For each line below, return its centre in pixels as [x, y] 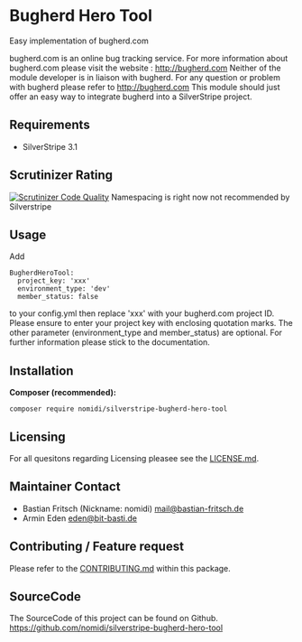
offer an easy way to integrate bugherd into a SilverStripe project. [131, 97]
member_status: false [58, 297]
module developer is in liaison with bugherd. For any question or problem [145, 77]
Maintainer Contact [65, 487]
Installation [41, 371]
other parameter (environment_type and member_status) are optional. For [146, 333]
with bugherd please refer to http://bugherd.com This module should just [145, 87]
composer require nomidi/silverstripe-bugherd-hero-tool [119, 409]
